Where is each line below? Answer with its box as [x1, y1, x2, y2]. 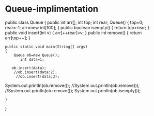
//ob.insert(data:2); [14, 69, 57, 75]
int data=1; [20, 57, 45, 62]
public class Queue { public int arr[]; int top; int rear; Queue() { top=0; [5, 19, 144, 25]
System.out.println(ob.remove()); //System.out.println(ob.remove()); [5, 83, 140, 88]
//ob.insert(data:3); [15, 74, 60, 79]
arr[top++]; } [5, 35, 31, 41]
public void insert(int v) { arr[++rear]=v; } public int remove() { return [5, 30, 142, 35]
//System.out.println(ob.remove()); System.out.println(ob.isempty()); [5, 87, 141, 93]
